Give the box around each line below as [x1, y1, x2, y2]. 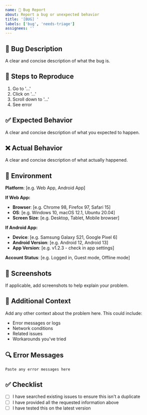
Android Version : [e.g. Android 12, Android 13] [12, 240, 108, 246]
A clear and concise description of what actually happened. [5, 157, 128, 163]
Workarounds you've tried [12, 336, 66, 342]
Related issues [12, 330, 43, 336]
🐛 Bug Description [5, 45, 62, 53]
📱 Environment [5, 171, 52, 180]
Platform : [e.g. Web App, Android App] [5, 185, 85, 191]
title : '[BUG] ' [5, 17, 39, 22]
